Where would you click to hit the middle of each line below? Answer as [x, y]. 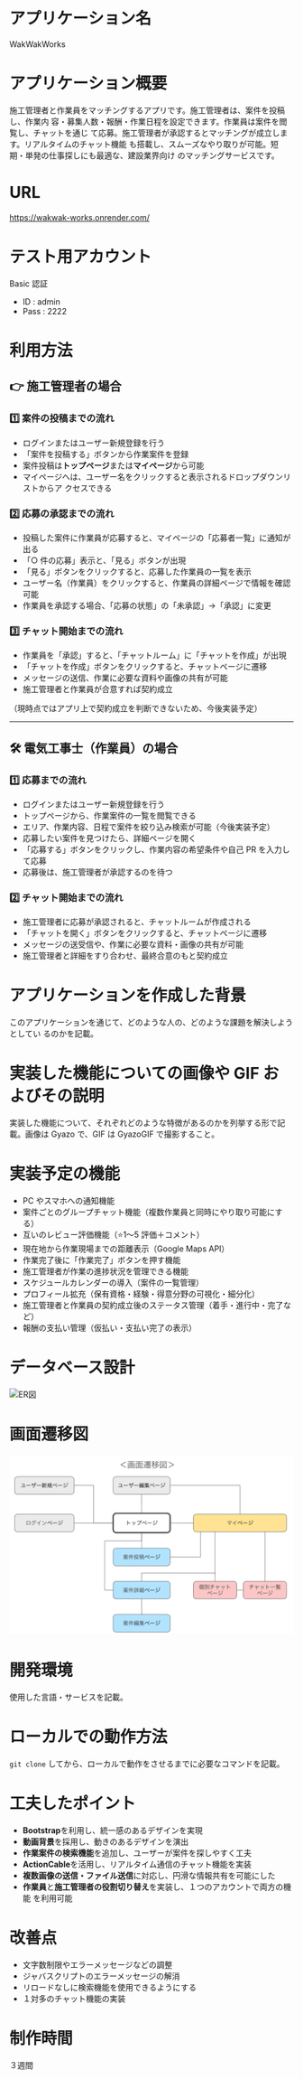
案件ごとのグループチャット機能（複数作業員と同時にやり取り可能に [148, 1213]
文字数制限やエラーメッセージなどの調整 [97, 1964]
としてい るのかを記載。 [54, 1034]
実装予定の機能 [65, 1174]
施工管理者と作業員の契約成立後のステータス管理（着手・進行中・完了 [153, 1306]
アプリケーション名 [80, 19]
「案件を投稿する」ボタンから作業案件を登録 [106, 454]
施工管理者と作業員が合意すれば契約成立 [97, 689]
